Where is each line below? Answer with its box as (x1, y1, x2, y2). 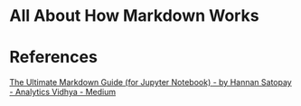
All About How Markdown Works (9, 5, 259, 26)
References (9, 47, 98, 68)
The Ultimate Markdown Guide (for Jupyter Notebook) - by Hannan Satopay (9, 77, 292, 88)
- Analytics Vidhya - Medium (9, 87, 116, 98)
